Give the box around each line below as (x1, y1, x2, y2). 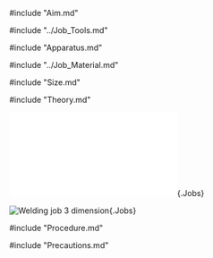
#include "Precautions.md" (9, 240, 109, 250)
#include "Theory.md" (9, 94, 91, 105)
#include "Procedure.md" (9, 223, 104, 233)
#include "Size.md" (9, 77, 81, 88)
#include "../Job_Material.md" (9, 60, 119, 70)
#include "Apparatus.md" (9, 42, 103, 53)
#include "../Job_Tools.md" (9, 25, 108, 35)
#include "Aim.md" (9, 8, 79, 18)
